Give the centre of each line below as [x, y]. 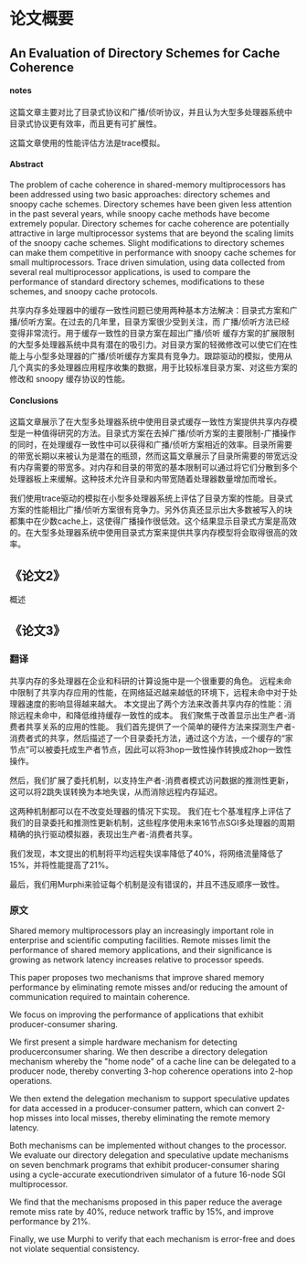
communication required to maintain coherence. [100, 996]
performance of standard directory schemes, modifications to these [137, 281]
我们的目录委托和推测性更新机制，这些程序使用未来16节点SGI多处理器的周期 [152, 823]
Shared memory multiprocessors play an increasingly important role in [142, 930]
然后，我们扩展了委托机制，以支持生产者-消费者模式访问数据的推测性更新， [152, 780]
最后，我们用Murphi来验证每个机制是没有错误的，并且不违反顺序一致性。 [147, 884]
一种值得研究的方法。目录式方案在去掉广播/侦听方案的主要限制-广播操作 [161, 433]
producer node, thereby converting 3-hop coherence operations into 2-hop [151, 1071]
